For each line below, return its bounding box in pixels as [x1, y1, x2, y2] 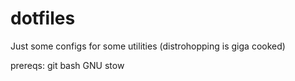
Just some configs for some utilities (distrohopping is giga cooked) [10, 40, 286, 52]
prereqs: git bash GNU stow [10, 59, 125, 71]
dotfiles [10, 7, 76, 30]
